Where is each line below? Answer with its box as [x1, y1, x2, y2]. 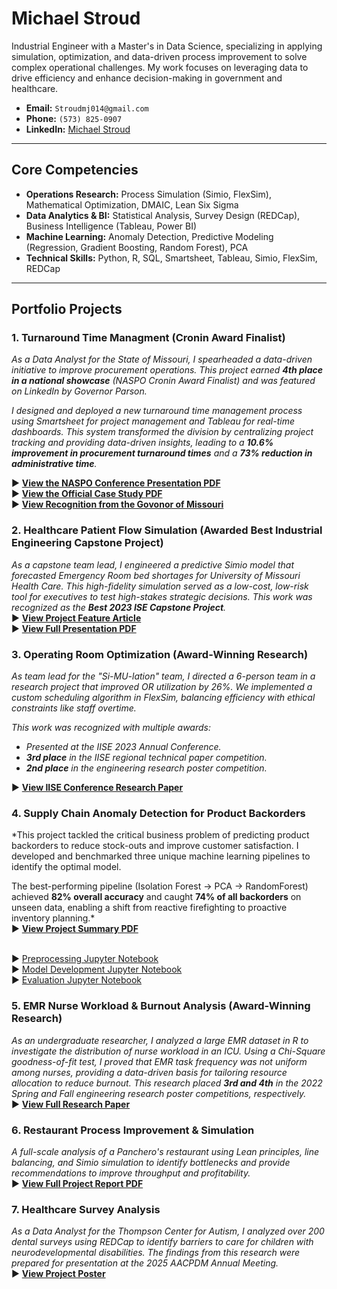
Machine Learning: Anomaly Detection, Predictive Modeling [25, 230, 274, 242]
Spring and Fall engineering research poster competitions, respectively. [11, 1087, 307, 1099]
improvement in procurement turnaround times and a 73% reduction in [11, 447, 313, 459]
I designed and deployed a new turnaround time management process [11, 405, 303, 417]
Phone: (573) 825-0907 [25, 112, 123, 124]
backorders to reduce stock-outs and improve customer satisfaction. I [11, 840, 299, 852]
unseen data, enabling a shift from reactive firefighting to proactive [11, 902, 288, 914]
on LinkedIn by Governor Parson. [11, 385, 148, 397]
